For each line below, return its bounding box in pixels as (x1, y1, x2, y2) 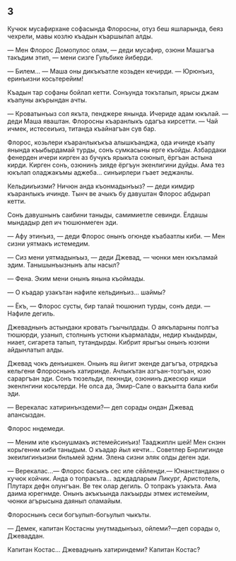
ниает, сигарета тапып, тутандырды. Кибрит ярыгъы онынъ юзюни (7, 337, 210, 346)
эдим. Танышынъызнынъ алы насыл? (7, 260, 120, 269)
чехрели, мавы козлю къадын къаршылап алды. (7, 32, 153, 40)
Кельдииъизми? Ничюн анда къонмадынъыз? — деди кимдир (7, 182, 195, 190)
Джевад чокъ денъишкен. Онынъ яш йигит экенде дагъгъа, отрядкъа (7, 359, 218, 367)
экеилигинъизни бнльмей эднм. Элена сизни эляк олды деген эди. (7, 453, 211, 461)
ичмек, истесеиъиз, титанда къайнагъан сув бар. (7, 124, 157, 133)
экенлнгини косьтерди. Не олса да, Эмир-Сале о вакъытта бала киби (7, 381, 218, 390)
